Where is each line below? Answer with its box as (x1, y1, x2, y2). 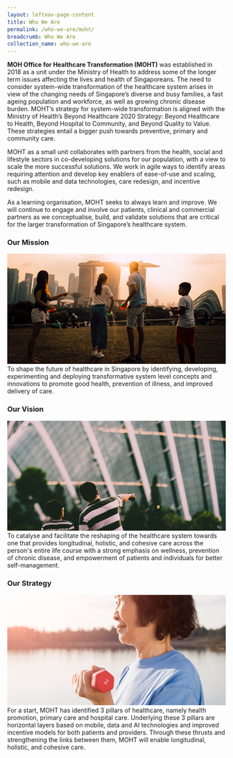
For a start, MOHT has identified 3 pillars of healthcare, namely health (7, 706, 207, 714)
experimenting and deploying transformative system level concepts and (7, 372, 212, 381)
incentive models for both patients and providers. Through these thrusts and (7, 728, 225, 736)
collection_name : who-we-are (7, 40, 92, 48)
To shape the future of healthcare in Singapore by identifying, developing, (7, 365, 218, 373)
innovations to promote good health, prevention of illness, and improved (7, 379, 213, 388)
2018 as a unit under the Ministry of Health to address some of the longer (7, 68, 217, 76)
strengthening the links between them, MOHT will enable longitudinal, (7, 735, 207, 743)
